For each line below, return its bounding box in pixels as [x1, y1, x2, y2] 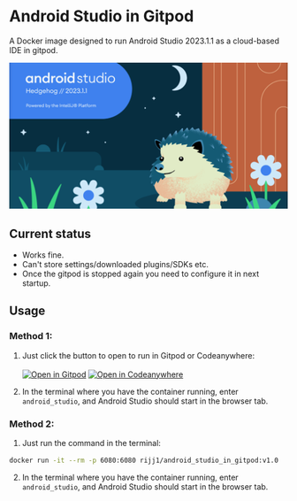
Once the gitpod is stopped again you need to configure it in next [21, 268, 259, 280]
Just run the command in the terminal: [21, 438, 162, 449]
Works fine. [21, 250, 65, 260]
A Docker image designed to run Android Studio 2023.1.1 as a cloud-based [9, 35, 280, 46]
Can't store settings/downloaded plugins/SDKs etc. [21, 259, 209, 270]
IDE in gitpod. [9, 44, 58, 55]
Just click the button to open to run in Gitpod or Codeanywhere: [21, 350, 255, 360]
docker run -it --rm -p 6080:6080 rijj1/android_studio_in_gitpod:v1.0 [9, 456, 278, 466]
